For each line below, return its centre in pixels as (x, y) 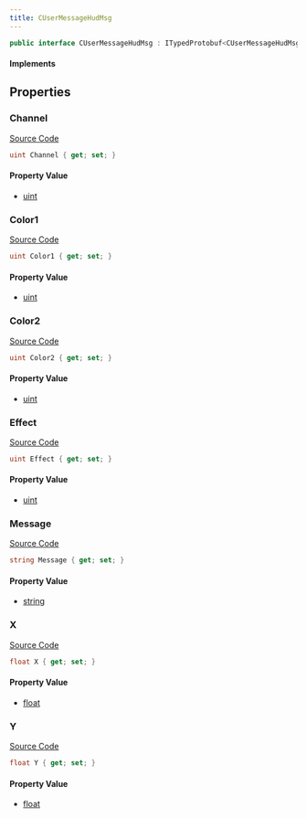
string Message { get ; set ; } (67, 560)
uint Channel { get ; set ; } (63, 155)
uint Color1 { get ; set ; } (61, 257)
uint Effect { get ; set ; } (61, 459)
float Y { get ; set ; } (53, 763)
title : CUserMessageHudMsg (61, 18)
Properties (40, 92)
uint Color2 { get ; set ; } (61, 357)
